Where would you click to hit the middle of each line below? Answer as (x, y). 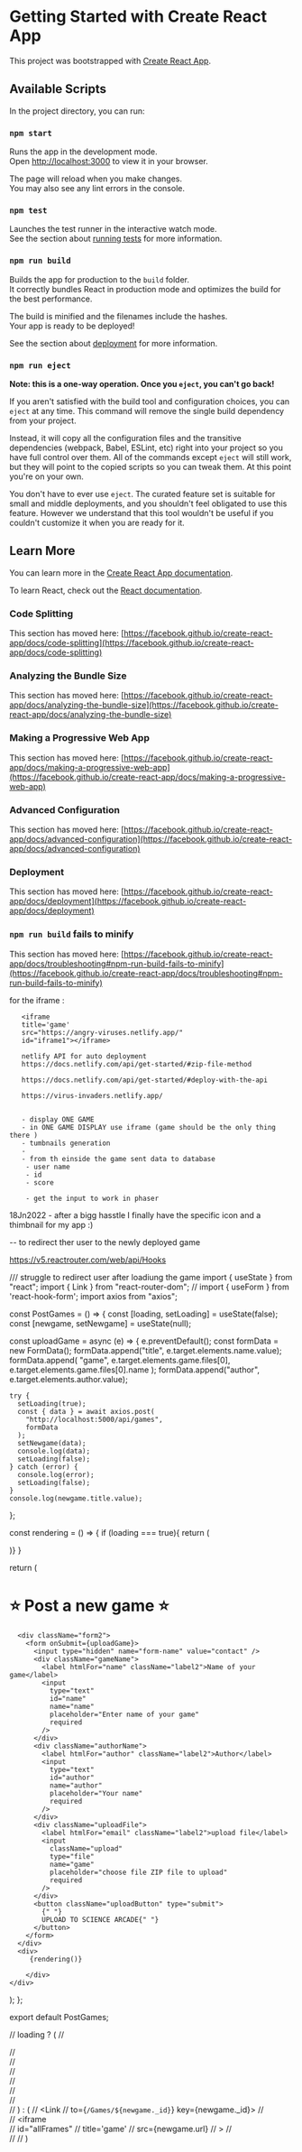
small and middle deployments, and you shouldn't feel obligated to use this (148, 503)
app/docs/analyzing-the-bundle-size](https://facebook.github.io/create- (144, 705)
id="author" (72, 1778)
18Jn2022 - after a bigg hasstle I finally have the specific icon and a (135, 1215)
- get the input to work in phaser (92, 1198)
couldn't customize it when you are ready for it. (97, 522)
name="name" (72, 1707)
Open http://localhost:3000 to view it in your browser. (109, 162)
